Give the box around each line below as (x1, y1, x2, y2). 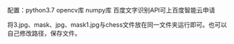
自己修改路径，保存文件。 (7, 30, 81, 37)
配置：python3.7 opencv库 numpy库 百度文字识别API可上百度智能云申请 (7, 6, 216, 14)
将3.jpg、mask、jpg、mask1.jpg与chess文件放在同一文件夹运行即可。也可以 (7, 21, 228, 29)
